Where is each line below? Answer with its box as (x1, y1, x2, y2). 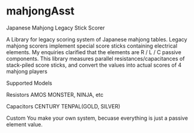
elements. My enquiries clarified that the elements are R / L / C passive (6, 48, 181, 55)
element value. (6, 120, 43, 128)
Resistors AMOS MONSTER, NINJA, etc (6, 91, 104, 98)
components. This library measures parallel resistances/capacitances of (6, 55, 185, 62)
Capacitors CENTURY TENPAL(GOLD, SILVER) (6, 102, 121, 110)
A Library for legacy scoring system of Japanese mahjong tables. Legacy (6, 36, 187, 43)
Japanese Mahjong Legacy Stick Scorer (6, 24, 105, 31)
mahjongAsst (6, 4, 75, 18)
